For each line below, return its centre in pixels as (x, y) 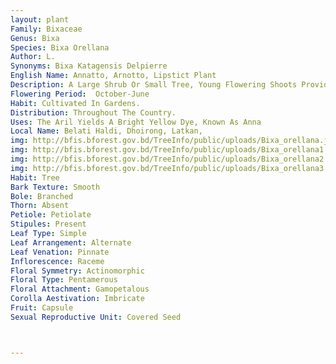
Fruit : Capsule (42, 308)
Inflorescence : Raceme (57, 261)
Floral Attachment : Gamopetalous (80, 289)
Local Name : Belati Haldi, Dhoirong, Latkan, (106, 131)
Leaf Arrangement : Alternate (71, 242)
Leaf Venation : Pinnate (60, 252)
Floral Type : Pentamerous (64, 280)
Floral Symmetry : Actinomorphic (77, 271)
